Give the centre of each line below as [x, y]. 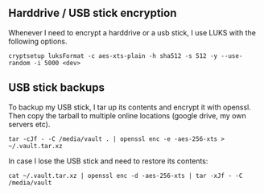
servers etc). [29, 124]
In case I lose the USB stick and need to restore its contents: [108, 161]
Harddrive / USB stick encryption [93, 13]
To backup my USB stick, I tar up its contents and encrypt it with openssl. [130, 107]
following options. [38, 41]
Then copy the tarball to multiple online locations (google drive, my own [128, 115]
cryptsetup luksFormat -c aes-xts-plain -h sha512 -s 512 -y [113, 56]
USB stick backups [56, 88]
